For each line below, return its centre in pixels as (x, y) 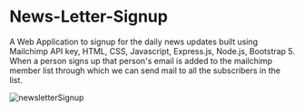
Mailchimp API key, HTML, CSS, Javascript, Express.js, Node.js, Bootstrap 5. (152, 51)
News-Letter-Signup (88, 17)
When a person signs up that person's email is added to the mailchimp (141, 61)
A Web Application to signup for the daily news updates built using (134, 42)
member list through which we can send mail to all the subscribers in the (145, 70)
